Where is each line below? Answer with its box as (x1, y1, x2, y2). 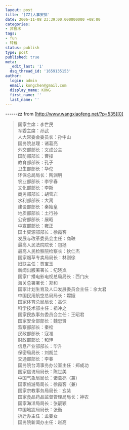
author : (5, 74, 22, 79)
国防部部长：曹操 (17, 153, 54, 159)
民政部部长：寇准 (17, 331, 54, 337)
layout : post (5, 7, 33, 13)
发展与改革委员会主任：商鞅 (17, 235, 76, 241)
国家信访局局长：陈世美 (17, 369, 67, 375)
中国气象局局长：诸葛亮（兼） (17, 375, 80, 381)
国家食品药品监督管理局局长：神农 (17, 394, 89, 400)
